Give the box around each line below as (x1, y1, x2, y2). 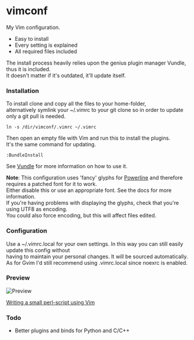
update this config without (6, 246, 70, 254)
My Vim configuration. (6, 24, 60, 31)
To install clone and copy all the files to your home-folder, (6, 100, 147, 107)
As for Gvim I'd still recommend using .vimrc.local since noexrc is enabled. (6, 259, 188, 266)
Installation (6, 86, 40, 95)
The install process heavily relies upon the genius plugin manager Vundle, (6, 59, 186, 66)
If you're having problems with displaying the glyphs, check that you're (6, 200, 179, 207)
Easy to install (14, 35, 49, 42)
